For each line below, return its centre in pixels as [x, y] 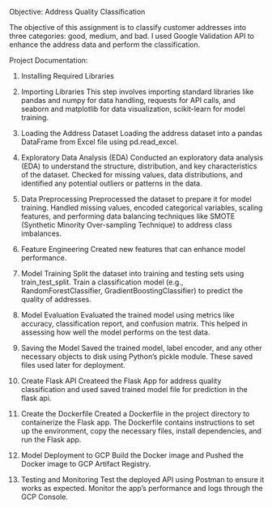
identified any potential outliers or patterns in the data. [111, 183]
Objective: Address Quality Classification [77, 12]
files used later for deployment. [73, 365]
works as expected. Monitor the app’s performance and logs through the [142, 488]
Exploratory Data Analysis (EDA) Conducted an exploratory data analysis [142, 158]
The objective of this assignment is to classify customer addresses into [127, 27]
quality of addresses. [56, 299]
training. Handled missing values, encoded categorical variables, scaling [142, 207]
